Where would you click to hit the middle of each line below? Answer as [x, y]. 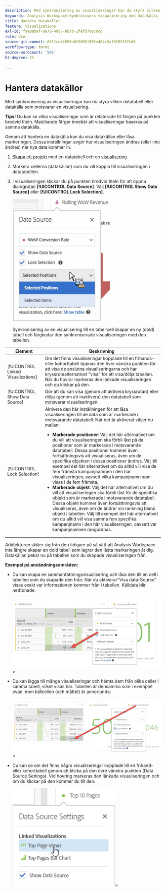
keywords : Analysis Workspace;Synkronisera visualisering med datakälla [82, 16]
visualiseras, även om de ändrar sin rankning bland [104, 508]
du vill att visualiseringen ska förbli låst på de [98, 440]
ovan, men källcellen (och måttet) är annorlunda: [62, 692]
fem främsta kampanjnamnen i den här [92, 471]
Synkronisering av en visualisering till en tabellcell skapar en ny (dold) [83, 329]
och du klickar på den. [68, 385]
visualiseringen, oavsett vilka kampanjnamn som [102, 477]
